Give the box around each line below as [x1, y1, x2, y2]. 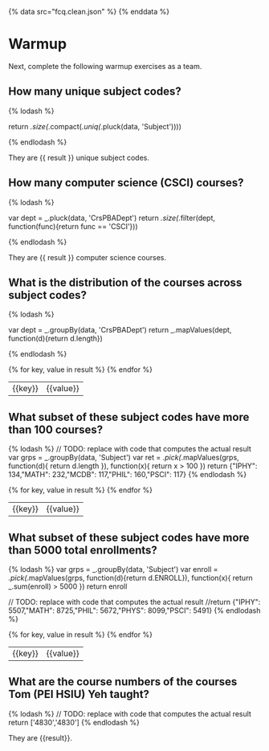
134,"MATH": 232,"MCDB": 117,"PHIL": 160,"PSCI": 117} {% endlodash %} [8, 470, 247, 480]
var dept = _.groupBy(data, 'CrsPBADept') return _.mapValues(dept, [8, 325, 232, 335]
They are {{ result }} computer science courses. [8, 252, 167, 262]
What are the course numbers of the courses [8, 675, 238, 689]
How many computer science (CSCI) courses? [8, 176, 244, 190]
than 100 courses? [8, 422, 104, 436]
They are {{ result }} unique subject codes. [8, 153, 150, 162]
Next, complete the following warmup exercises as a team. [8, 61, 202, 71]
